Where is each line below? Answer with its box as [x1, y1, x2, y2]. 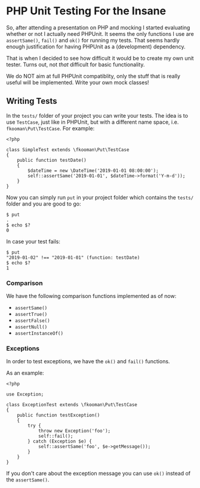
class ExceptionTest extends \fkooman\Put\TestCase [6, 402, 137, 408]
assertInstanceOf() [14, 330, 64, 337]
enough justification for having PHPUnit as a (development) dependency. [6, 43, 186, 50]
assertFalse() [14, 318, 50, 324]
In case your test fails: [6, 238, 61, 245]
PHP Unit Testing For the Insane [6, 4, 166, 18]
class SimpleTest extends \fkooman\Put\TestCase [6, 146, 130, 153]
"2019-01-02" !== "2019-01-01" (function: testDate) [6, 254, 140, 260]
